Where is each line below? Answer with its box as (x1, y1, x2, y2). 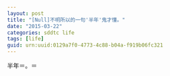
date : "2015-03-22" (7, 23, 63, 29)
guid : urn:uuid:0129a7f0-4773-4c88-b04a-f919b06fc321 (7, 42, 164, 49)
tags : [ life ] (7, 36, 44, 42)
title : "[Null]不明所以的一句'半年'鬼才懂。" (7, 16, 126, 23)
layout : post (7, 10, 44, 17)
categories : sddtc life (7, 29, 75, 36)
